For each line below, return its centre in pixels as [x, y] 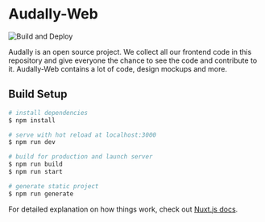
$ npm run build [35, 164]
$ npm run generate [41, 194]
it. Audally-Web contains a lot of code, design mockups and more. [118, 68]
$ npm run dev [32, 142]
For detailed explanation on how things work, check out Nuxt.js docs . [123, 209]
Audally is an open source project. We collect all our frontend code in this [130, 51]
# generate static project [54, 186]
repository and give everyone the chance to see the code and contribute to [133, 60]
